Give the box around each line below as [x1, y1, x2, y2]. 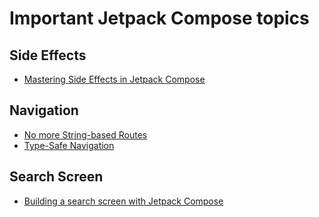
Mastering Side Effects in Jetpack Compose [23, 73, 206, 85]
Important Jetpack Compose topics [9, 7, 310, 30]
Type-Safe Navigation [23, 139, 115, 151]
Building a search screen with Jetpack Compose [23, 195, 224, 207]
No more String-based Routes [23, 128, 148, 141]
